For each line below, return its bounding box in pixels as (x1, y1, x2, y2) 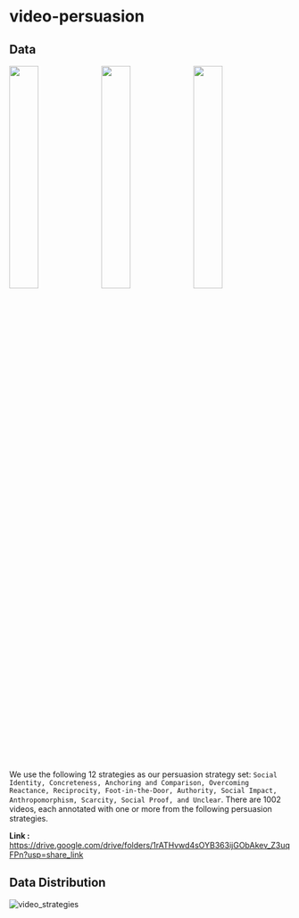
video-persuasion (9, 6, 145, 27)
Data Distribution (9, 875, 106, 890)
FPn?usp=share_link (9, 849, 84, 860)
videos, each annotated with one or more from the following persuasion (9, 804, 272, 814)
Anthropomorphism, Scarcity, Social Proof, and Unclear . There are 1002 (9, 794, 281, 805)
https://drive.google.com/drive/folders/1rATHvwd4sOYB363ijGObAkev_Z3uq (9, 840, 290, 850)
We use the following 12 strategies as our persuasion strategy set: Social (9, 769, 278, 780)
